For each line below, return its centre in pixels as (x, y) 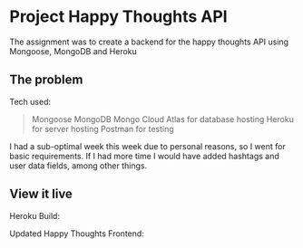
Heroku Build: (35, 215)
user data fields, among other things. (78, 166)
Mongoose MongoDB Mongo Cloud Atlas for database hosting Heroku (163, 119)
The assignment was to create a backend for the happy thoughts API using (149, 42)
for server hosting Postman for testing (103, 129)
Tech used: (30, 101)
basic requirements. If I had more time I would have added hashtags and (144, 156)
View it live (41, 194)
